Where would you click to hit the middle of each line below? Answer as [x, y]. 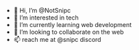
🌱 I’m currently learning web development [73, 25]
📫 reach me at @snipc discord [57, 40]
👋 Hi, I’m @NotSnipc [42, 10]
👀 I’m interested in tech [46, 18]
